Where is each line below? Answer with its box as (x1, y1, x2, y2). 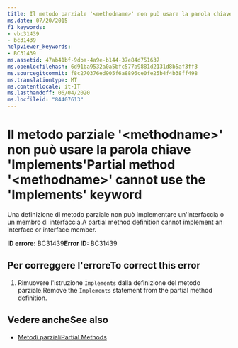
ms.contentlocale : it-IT (7, 83, 81, 90)
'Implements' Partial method (7, 157, 176, 173)
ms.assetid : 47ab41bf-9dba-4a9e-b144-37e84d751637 (7, 57, 160, 64)
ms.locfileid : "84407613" (7, 96, 84, 103)
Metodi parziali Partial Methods (17, 332, 108, 341)
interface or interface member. (7, 225, 97, 234)
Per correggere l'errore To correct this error (7, 259, 200, 271)
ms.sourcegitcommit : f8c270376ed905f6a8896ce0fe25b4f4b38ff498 (7, 69, 198, 77)
